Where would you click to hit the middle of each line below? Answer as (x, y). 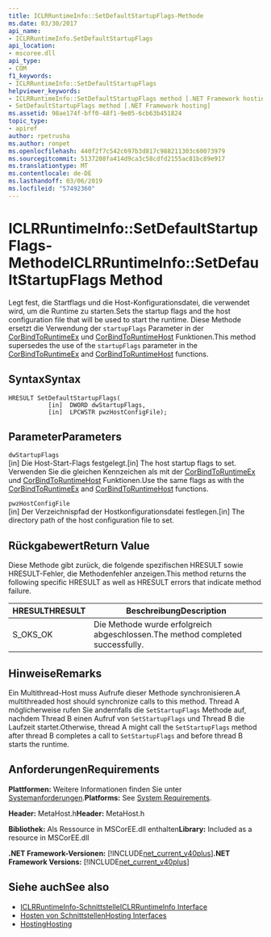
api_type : (25, 61)
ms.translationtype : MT (48, 166)
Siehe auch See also (59, 887)
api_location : (32, 46)
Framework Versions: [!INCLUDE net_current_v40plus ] (99, 862)
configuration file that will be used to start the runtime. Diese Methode (125, 319)
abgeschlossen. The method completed (168, 635)
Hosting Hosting (46, 924)
